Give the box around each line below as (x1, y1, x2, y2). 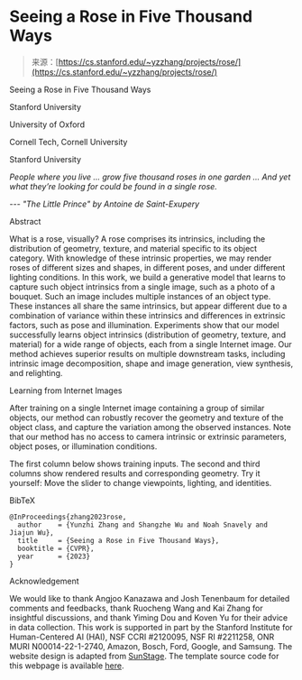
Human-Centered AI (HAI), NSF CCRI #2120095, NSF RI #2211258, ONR (9, 631, 275, 642)
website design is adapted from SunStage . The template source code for (9, 650, 279, 661)
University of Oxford (9, 119, 86, 130)
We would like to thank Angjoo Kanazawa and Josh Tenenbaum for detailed (9, 593, 290, 603)
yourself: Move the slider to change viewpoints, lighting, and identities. (9, 477, 272, 488)
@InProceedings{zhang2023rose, (9, 512, 127, 521)
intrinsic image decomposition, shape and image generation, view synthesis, (9, 358, 294, 369)
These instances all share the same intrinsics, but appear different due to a (9, 300, 288, 311)
